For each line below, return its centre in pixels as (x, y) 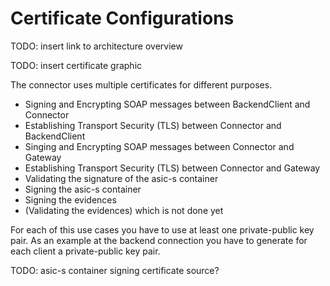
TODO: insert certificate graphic (76, 65)
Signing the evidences (70, 199)
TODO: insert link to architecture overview (96, 46)
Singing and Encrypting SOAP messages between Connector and (159, 146)
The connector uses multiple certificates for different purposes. (141, 84)
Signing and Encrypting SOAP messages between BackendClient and (167, 104)
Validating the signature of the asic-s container (121, 178)
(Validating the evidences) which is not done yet (124, 210)
